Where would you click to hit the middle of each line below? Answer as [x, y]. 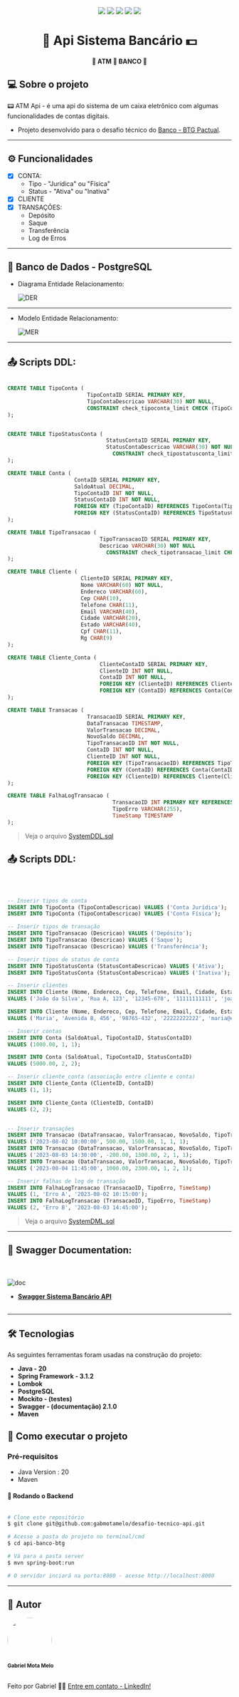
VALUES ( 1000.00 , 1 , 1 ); [44, 1044]
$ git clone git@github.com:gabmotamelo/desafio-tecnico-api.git [106, 1524]
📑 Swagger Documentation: [70, 1250]
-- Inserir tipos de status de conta [63, 959]
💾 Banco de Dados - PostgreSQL [80, 267]
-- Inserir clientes [38, 986]
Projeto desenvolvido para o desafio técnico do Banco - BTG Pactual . [119, 130]
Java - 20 [32, 1369]
